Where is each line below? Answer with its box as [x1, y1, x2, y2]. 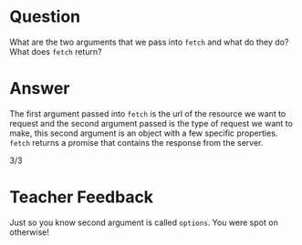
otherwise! [9, 226, 50, 238]
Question [9, 6, 80, 27]
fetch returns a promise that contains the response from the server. [9, 137, 264, 148]
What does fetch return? [9, 46, 102, 56]
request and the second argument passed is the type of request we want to [9, 117, 294, 128]
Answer [9, 78, 70, 99]
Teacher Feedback [9, 187, 153, 208]
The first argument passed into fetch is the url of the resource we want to [9, 107, 286, 119]
